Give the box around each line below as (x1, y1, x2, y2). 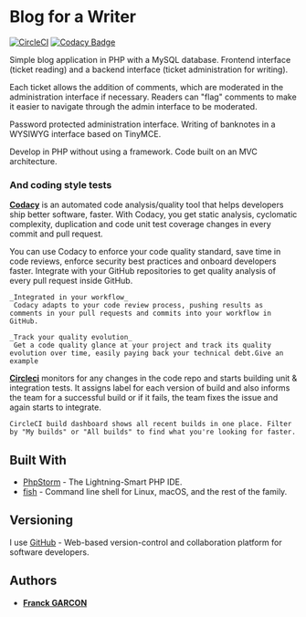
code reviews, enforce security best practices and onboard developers (9, 256, 277, 267)
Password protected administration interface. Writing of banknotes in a (9, 119, 276, 130)
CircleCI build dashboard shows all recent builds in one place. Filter (9, 420, 292, 429)
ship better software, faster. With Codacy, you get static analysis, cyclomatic (9, 209, 298, 220)
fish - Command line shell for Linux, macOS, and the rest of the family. (22, 486, 288, 497)
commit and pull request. (9, 228, 103, 239)
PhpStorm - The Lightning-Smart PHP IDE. (22, 476, 183, 487)
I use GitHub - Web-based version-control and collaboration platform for (9, 537, 282, 548)
